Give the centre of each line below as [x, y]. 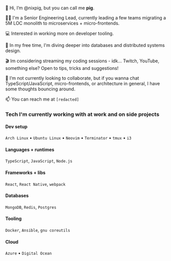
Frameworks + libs [26, 172]
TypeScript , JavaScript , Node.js [39, 161]
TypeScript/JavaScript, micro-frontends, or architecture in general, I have [83, 84]
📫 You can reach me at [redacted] [42, 99]
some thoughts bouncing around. [40, 89]
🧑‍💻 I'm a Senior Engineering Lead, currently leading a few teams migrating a [86, 18]
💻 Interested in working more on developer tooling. [60, 33]
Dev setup [16, 126]
